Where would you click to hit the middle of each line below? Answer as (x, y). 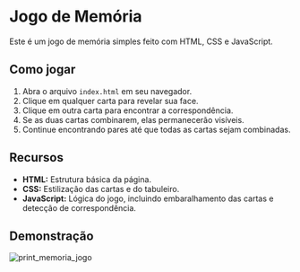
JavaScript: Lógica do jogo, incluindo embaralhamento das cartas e (148, 198)
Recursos (37, 158)
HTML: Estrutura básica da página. (87, 179)
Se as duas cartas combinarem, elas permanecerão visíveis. (133, 119)
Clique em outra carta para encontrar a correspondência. (128, 110)
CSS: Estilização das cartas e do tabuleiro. (101, 189)
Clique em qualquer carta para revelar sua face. (110, 101)
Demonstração (51, 236)
